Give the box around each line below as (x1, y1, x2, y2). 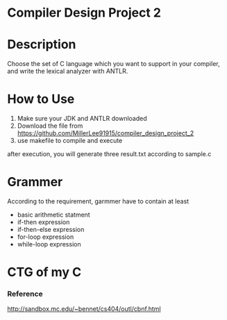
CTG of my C (7, 264, 82, 280)
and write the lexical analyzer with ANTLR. (7, 67, 128, 76)
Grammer (7, 174, 63, 190)
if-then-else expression (17, 226, 85, 233)
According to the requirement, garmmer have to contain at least (7, 197, 190, 205)
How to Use (7, 92, 75, 107)
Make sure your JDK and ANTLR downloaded (17, 115, 147, 123)
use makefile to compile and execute (17, 137, 123, 145)
